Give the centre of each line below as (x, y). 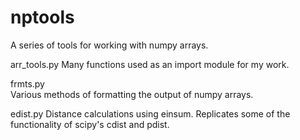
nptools (42, 17)
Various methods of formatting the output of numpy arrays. (132, 94)
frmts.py (27, 83)
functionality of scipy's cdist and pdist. (90, 124)
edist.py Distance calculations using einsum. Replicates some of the (150, 113)
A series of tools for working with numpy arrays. (109, 45)
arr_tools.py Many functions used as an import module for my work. (150, 64)
